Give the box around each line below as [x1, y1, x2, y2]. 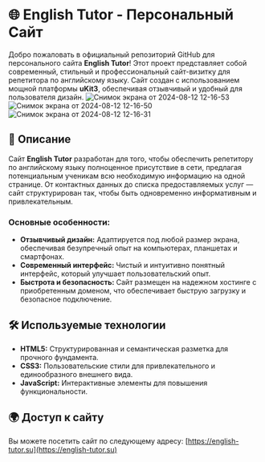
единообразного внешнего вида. [19, 369, 133, 379]
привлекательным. [8, 197, 74, 206]
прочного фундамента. [19, 352, 99, 362]
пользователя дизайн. [8, 92, 84, 102]
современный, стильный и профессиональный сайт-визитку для [8, 67, 230, 76]
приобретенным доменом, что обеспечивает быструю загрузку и [19, 286, 247, 296]
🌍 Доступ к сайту [8, 411, 104, 424]
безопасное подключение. [19, 294, 112, 304]
